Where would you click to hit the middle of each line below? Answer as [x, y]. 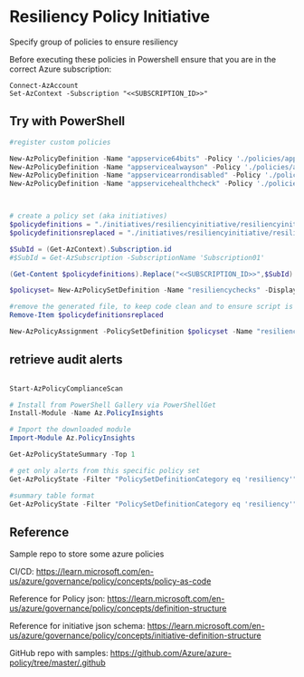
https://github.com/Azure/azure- [171, 653]
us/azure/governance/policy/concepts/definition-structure [118, 608]
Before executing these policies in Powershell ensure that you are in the [143, 59]
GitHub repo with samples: [59, 653]
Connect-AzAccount [44, 85]
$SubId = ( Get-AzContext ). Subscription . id [90, 249]
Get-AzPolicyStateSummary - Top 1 [72, 455]
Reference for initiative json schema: [77, 626]
